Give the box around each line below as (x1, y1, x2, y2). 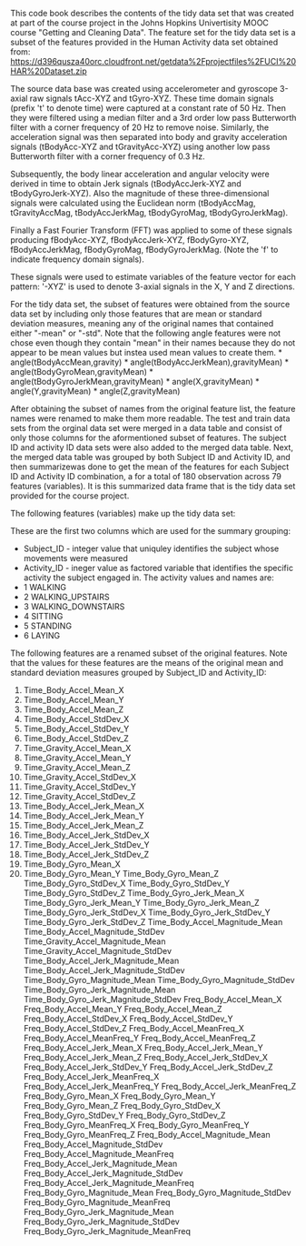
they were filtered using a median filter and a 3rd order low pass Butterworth (10, 113, 297, 123)
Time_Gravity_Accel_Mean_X (23, 743, 132, 753)
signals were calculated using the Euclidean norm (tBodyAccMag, (10, 197, 256, 208)
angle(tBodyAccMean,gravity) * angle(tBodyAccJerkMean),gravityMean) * (10, 357, 290, 367)
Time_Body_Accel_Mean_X (23, 685, 124, 695)
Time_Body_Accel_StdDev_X (23, 714, 130, 724)
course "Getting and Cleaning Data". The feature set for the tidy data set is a (10, 27, 296, 37)
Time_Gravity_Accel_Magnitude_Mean (23, 936, 166, 947)
